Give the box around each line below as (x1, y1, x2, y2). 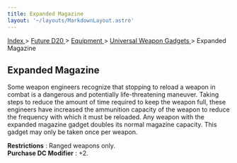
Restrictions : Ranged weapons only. (7, 142, 115, 150)
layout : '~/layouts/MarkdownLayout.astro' (7, 17, 134, 24)
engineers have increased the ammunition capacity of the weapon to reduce (7, 105, 230, 114)
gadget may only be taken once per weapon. (7, 128, 138, 136)
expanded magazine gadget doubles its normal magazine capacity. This (7, 121, 217, 129)
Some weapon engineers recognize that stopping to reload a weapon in (7, 83, 216, 92)
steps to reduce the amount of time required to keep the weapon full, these (7, 98, 226, 107)
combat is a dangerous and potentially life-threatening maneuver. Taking (7, 90, 219, 99)
